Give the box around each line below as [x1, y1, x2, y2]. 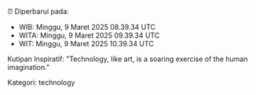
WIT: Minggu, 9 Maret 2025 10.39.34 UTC [18, 39, 154, 48]
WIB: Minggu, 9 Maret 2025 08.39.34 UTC [18, 23, 156, 31]
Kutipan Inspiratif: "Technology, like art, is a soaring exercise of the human [7, 54, 248, 64]
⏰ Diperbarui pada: [7, 7, 70, 16]
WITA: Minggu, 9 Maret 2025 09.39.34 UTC [18, 31, 160, 40]
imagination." [7, 63, 50, 71]
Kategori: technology [7, 78, 75, 87]
